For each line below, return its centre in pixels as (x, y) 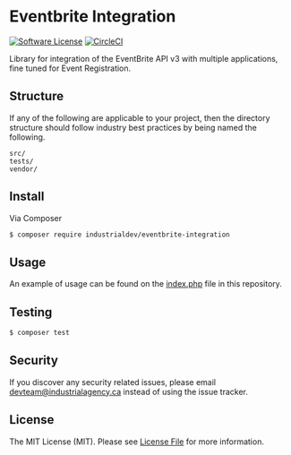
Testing (31, 312)
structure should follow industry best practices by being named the (133, 127)
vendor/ (24, 169)
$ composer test (39, 333)
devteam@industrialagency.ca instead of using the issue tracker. (128, 391)
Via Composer (36, 218)
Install (27, 197)
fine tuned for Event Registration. (70, 68)
